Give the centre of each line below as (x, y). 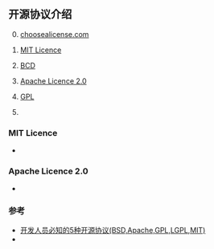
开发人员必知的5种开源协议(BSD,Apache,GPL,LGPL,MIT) (113, 230)
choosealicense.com (54, 34)
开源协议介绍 (40, 14)
